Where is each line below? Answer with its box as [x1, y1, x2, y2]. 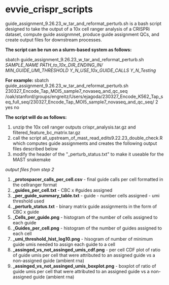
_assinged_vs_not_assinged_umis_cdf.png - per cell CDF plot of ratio [12, 246, 161, 253]
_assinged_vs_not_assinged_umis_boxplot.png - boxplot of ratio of [12, 263, 156, 269]
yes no [5, 104, 19, 110]
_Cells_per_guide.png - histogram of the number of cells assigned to [12, 214, 158, 220]
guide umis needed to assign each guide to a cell [12, 241, 116, 247]
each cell [12, 230, 32, 237]
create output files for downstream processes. [5, 37, 103, 43]
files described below [12, 145, 58, 151]
